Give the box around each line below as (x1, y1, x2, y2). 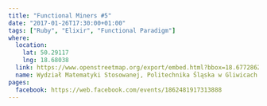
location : (15, 41, 48, 49)
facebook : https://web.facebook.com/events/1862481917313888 (15, 85, 222, 94)
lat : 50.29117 (22, 49, 69, 57)
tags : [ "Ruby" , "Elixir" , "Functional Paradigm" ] (8, 26, 176, 34)
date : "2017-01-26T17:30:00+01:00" (8, 19, 126, 27)
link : (15, 64, 34, 72)
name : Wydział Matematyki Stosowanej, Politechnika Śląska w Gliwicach (15, 71, 258, 79)
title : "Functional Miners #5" (8, 11, 112, 20)
